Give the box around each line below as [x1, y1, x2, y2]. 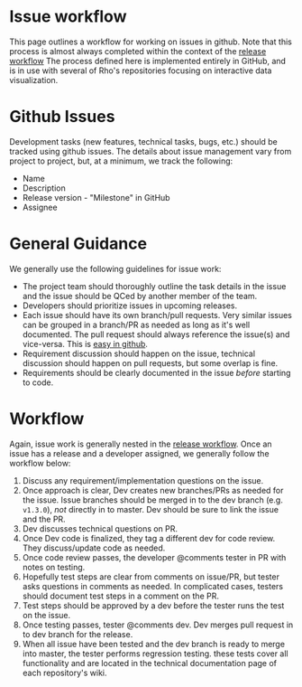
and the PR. [22, 513, 66, 524]
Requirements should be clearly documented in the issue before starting [22, 367, 291, 378]
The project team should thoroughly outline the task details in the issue [22, 280, 287, 291]
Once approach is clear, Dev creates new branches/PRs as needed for [22, 485, 284, 495]
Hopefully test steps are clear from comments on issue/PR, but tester [22, 571, 279, 582]
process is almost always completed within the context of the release [9, 45, 267, 56]
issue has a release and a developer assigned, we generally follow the [9, 447, 270, 458]
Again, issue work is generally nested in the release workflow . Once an [9, 438, 272, 449]
